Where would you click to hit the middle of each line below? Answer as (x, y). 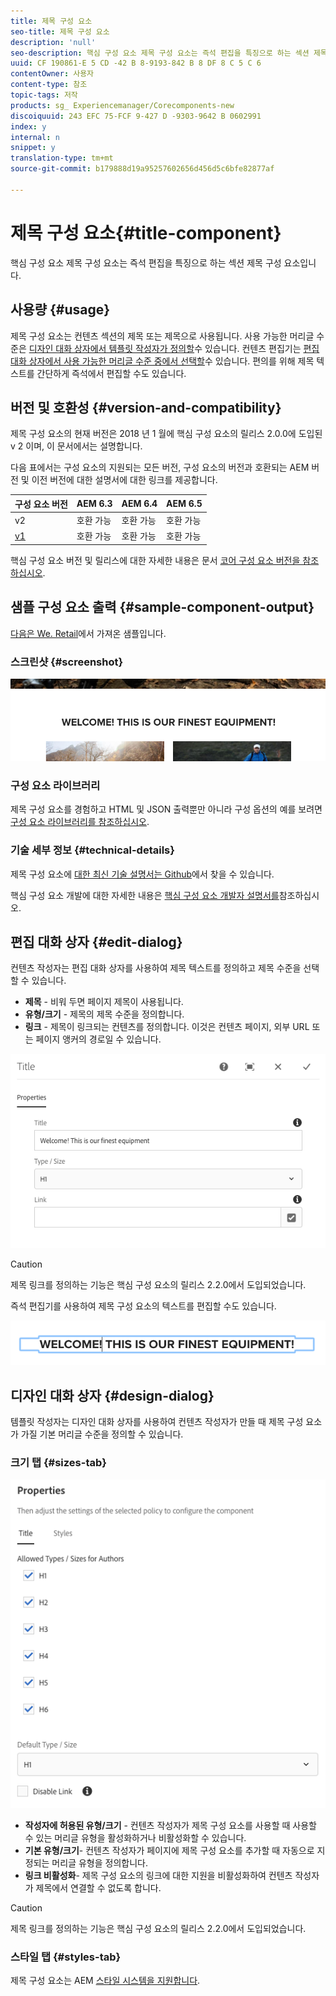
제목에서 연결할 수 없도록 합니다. (98, 1887)
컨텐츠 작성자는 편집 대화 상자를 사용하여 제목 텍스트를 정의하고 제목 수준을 (156, 968)
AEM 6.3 (94, 504)
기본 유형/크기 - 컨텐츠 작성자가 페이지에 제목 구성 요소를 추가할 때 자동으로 (169, 1850)
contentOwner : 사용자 (52, 74)
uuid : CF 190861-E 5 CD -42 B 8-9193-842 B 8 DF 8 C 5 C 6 (136, 63)
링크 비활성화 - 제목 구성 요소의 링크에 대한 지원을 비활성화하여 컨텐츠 (158, 1875)
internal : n (35, 137)
